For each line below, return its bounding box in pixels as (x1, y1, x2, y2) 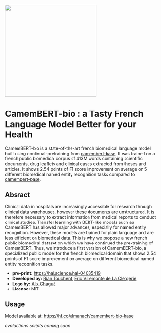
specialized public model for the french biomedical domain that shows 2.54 (5, 250, 156, 256)
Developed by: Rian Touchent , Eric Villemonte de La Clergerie (12, 275, 137, 281)
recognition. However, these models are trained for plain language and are (5, 229, 154, 235)
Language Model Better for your (5, 119, 137, 130)
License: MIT (12, 286, 39, 291)
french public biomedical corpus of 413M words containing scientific (5, 155, 143, 161)
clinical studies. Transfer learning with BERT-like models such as (5, 219, 135, 225)
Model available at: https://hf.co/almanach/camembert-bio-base (5, 313, 134, 319)
